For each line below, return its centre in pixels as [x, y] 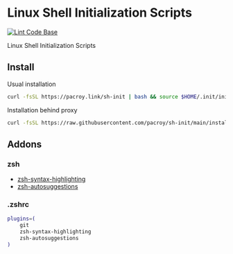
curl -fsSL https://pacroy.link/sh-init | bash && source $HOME [102, 96]
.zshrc [18, 205]
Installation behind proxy [42, 110]
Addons [25, 144]
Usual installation [32, 84]
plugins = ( [21, 219]
